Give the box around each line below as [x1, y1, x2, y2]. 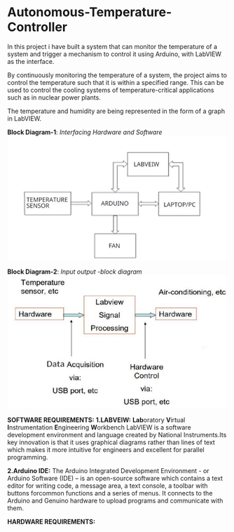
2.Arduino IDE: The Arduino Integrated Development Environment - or [7, 466, 209, 474]
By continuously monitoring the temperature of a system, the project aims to [7, 71, 228, 79]
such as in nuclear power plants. [7, 93, 102, 102]
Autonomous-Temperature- [7, 4, 172, 20]
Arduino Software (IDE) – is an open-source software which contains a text [7, 474, 223, 482]
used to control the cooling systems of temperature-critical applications [7, 86, 214, 94]
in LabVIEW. [7, 114, 42, 123]
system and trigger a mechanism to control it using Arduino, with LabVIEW [7, 50, 222, 58]
